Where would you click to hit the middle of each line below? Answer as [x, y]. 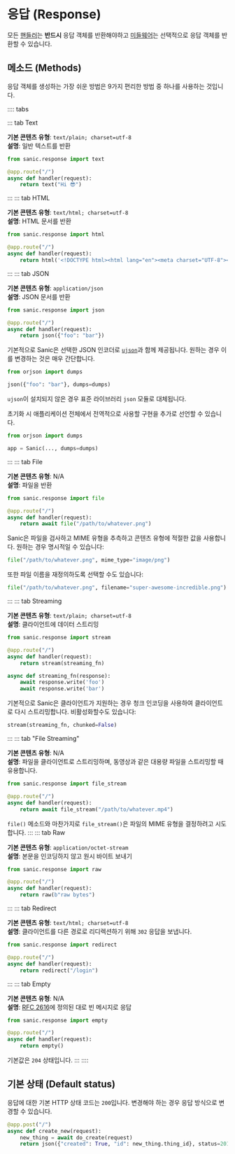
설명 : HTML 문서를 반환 [40, 221]
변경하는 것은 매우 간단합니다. [55, 359]
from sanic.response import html [56, 235]
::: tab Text [23, 123]
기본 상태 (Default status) [61, 1084]
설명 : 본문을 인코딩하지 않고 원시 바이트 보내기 [70, 856]
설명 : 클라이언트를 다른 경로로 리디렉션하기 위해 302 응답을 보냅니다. [100, 931]
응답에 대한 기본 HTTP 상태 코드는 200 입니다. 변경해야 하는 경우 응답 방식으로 [112, 1102]
